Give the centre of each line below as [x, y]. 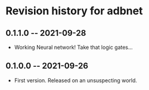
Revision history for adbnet [74, 11]
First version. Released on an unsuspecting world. [76, 80]
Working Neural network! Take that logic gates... [73, 47]
